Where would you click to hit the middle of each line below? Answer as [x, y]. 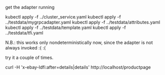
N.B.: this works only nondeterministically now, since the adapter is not [79, 42]
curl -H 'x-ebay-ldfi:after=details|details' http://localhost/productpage [78, 67]
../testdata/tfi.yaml [24, 33]
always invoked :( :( [26, 48]
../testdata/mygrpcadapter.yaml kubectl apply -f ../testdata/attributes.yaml [83, 22]
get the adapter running [30, 7]
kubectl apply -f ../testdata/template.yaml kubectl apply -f [66, 27]
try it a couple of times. [29, 57]
